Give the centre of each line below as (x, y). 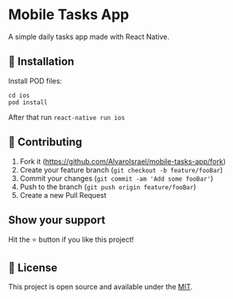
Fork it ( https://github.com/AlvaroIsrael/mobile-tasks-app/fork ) (123, 161)
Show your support (57, 220)
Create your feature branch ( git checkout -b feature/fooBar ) (121, 169)
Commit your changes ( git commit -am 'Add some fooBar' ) (116, 178)
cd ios (19, 95)
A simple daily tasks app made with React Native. (89, 37)
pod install (28, 102)
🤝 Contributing (45, 142)
